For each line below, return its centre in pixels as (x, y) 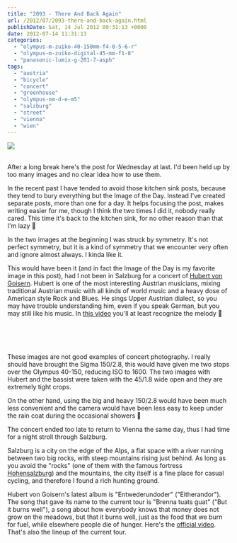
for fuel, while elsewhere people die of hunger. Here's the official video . (112, 524)
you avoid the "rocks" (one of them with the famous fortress (95, 465)
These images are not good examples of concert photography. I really (109, 356)
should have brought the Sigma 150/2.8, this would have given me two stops (118, 364)
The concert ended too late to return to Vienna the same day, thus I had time (118, 429)
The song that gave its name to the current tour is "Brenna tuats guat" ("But (117, 502)
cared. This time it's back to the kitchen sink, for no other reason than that (115, 218)
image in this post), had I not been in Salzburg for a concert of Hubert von (115, 275)
